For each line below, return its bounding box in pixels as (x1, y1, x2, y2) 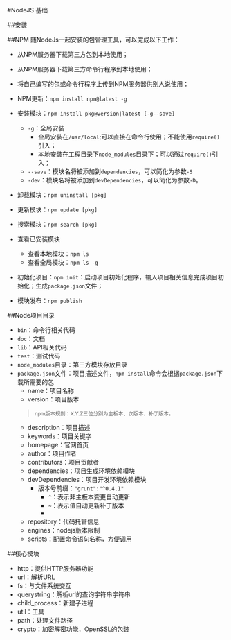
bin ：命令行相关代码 (17, 326, 76, 334)
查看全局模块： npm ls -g (27, 259, 99, 266)
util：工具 (17, 607, 45, 616)
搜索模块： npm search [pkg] (17, 220, 98, 228)
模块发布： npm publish (17, 297, 82, 304)
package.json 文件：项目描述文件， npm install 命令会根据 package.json (17, 370, 217, 377)
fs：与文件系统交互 (17, 582, 72, 589)
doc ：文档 (17, 335, 46, 343)
